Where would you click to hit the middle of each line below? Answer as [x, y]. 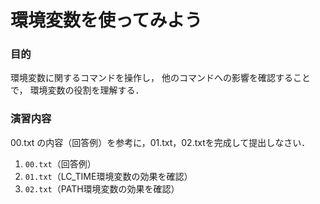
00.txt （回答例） [60, 163]
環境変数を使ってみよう [106, 20]
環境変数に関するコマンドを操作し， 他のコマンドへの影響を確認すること [160, 78]
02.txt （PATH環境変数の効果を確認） [102, 188]
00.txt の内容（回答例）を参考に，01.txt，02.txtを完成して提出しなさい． [160, 142]
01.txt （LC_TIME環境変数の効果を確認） [108, 176]
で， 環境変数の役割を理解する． [77, 90]
